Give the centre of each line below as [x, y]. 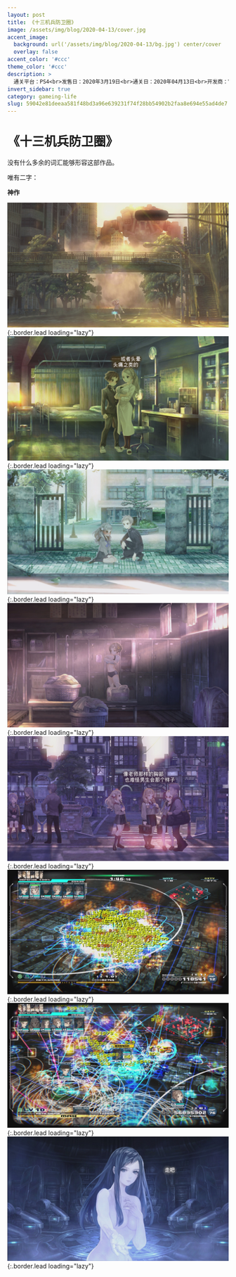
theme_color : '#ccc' [38, 67]
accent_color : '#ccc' [39, 60]
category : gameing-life [42, 96]
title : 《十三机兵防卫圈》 [42, 22]
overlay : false [36, 52]
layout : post [26, 15]
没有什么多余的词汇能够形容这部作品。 [63, 162]
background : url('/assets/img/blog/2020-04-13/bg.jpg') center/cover [117, 45]
